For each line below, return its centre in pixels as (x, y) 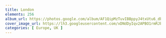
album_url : (16, 19)
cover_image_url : (23, 23)
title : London (20, 10)
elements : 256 (20, 14)
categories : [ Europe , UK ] (34, 28)
